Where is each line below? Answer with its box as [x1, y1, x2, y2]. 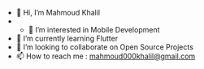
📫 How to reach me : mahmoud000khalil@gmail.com [15, 51, 196, 61]
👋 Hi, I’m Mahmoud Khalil [15, 8, 100, 17]
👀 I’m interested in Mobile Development [28, 25, 160, 34]
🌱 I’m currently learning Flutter [15, 33, 119, 43]
